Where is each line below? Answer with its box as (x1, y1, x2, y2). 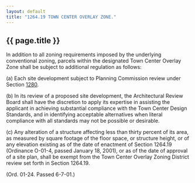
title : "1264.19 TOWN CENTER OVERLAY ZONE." (6, 14, 117, 20)
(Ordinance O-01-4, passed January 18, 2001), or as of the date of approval (6, 147, 188, 154)
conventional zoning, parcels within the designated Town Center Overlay (6, 57, 182, 64)
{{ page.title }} (6, 36, 60, 46)
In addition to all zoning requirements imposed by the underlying (6, 51, 162, 58)
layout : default (6, 8, 46, 15)
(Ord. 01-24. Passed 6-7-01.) (6, 171, 75, 178)
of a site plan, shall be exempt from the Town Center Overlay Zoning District (6, 153, 189, 161)
